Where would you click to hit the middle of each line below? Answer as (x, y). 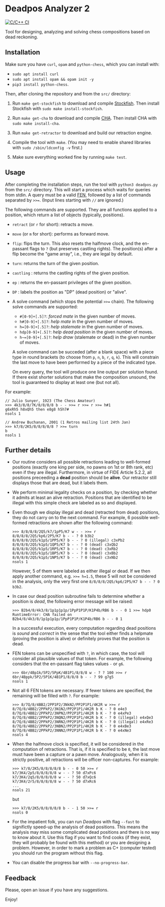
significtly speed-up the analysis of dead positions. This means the (80, 827)
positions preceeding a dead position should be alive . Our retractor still (84, 478)
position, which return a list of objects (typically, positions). (65, 215)
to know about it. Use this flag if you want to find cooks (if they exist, (82, 837)
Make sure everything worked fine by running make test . (69, 157)
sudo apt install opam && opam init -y (53, 79)
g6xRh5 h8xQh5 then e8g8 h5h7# (37, 409)
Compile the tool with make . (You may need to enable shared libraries (82, 142)
